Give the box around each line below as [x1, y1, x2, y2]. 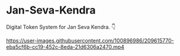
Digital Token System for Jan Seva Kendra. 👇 [6, 23, 116, 30]
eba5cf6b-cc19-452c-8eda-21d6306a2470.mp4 [6, 43, 124, 50]
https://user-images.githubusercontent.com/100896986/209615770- [6, 37, 174, 44]
